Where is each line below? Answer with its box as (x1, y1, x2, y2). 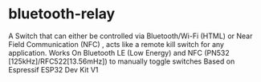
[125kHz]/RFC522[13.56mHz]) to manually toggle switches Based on (8, 57, 235, 66)
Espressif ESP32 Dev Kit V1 (8, 64, 99, 74)
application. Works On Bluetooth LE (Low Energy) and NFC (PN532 (8, 48, 230, 57)
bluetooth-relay (8, 5, 116, 23)
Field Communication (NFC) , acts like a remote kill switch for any (8, 39, 225, 49)
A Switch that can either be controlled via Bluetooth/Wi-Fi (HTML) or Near (8, 31, 253, 41)
